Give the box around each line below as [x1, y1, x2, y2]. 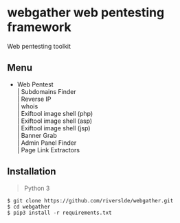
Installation [7, 166, 56, 178]
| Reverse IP [16, 95, 52, 103]
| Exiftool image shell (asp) [16, 117, 93, 125]
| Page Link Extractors [16, 145, 80, 154]
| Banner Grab [16, 131, 57, 139]
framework [7, 19, 71, 35]
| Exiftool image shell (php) [16, 109, 93, 117]
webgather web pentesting [7, 5, 165, 21]
